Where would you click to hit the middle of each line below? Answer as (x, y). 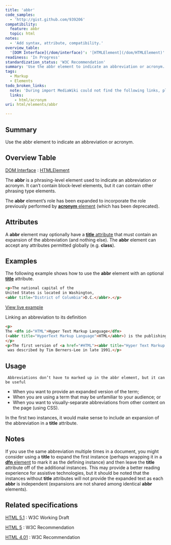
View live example (24, 307)
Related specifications (41, 505)
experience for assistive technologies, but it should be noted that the (77, 473)
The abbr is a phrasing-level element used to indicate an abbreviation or (81, 180)
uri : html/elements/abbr (32, 105)
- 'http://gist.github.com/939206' (48, 19)
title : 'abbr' (20, 10)
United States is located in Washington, (50, 293)
